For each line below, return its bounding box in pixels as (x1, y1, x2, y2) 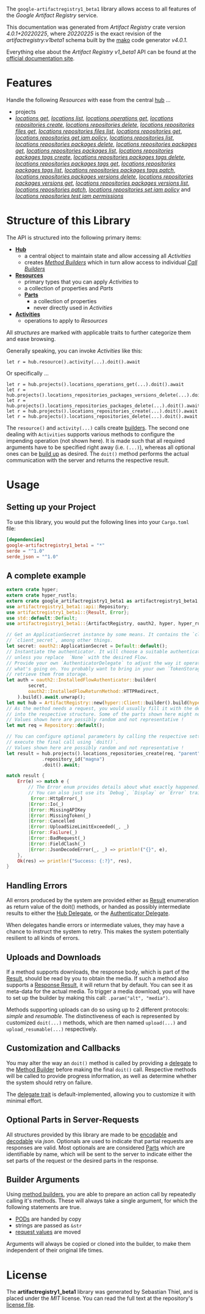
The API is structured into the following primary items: (6, 234, 142, 241)
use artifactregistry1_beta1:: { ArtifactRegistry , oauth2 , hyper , (6, 620, 176, 627)
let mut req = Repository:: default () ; (6, 722, 105, 728)
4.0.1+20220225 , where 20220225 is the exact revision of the (6, 30, 162, 37)
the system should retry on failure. (6, 1079, 93, 1086)
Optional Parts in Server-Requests (6, 1115, 139, 1125)
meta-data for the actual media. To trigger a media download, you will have (6, 988, 195, 995)
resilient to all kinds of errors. (6, 935, 80, 942)
